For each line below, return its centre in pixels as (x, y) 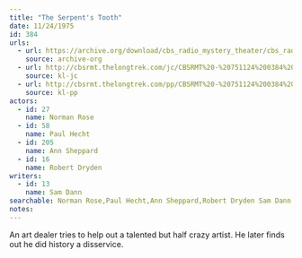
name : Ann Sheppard (62, 150)
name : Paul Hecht (58, 134)
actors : (24, 101)
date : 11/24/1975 (42, 26)
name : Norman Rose (60, 117)
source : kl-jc (52, 76)
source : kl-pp (52, 92)
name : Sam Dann (54, 193)
